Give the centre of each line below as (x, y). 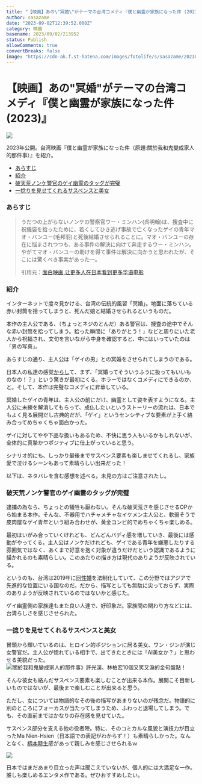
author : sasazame (28, 17)
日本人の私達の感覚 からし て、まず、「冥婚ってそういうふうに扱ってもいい (96, 372)
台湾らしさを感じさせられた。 (43, 613)
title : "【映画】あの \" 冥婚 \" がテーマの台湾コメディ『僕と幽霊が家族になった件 (94, 12)
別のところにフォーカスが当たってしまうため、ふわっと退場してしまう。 (96, 708)
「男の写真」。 (23, 346)
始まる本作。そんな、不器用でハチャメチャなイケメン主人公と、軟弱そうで (103, 515)
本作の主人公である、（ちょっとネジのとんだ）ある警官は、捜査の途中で (94, 324)
